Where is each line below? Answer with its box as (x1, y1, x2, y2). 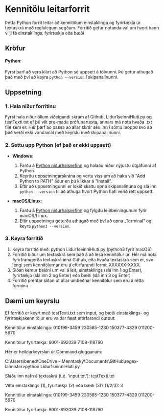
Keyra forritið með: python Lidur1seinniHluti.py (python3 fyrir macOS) (12, 246, 152, 252)
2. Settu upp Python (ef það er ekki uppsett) (5, 142, 112, 149)
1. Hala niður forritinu (5, 103, 56, 110)
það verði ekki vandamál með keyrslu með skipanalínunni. (5, 130, 121, 136)
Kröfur (5, 44, 26, 52)
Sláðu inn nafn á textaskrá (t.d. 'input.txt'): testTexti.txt (5, 373, 115, 379)
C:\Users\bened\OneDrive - (5, 358, 61, 364)
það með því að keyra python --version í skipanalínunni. (5, 74, 118, 80)
